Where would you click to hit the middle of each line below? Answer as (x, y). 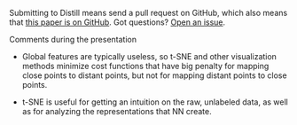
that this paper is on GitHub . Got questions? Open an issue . (117, 22)
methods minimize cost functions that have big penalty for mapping (145, 66)
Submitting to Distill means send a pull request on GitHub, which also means (148, 13)
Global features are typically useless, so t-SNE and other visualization (149, 56)
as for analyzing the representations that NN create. (117, 111)
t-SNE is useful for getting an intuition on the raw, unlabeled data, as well (155, 102)
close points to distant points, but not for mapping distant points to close (154, 75)
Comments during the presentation (73, 39)
